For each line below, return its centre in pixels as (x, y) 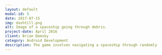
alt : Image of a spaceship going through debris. (56, 27)
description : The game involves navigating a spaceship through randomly (81, 45)
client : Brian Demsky (27, 36)
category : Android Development (37, 41)
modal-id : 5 (17, 14)
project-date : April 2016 (31, 32)
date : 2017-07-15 (23, 18)
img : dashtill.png (24, 23)
